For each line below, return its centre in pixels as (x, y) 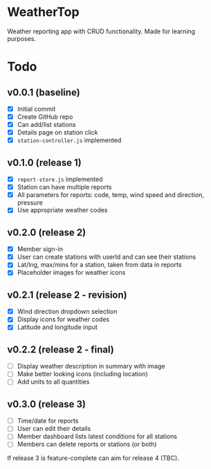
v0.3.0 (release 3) (47, 404)
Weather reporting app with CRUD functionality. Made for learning (101, 31)
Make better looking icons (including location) (83, 374)
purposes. (22, 38)
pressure (30, 203)
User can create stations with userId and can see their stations (107, 257)
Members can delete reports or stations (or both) (87, 444)
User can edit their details (54, 429)
